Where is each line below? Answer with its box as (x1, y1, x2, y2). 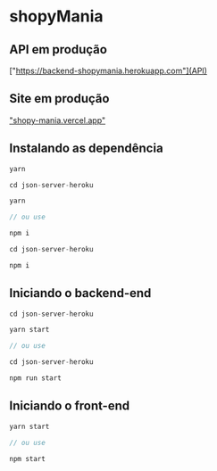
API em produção (9, 42, 107, 57)
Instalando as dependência (9, 141, 163, 156)
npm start (9, 454, 46, 463)
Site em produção (9, 91, 110, 106)
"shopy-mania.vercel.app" (9, 114, 106, 126)
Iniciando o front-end (9, 399, 130, 414)
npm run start (9, 374, 63, 383)
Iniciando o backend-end (9, 285, 152, 301)
